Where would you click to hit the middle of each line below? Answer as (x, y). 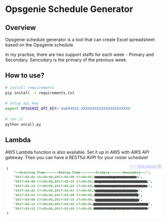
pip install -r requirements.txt (40, 93)
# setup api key (22, 103)
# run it (14, 119)
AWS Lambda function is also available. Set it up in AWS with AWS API (77, 152)
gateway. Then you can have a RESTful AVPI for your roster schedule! (77, 157)
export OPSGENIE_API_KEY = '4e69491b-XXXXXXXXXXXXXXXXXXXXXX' (69, 109)
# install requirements (30, 88)
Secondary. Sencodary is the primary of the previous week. (66, 60)
